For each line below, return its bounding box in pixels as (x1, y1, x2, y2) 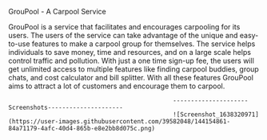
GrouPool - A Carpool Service (8, 7, 106, 16)
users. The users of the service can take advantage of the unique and (8, 31, 238, 40)
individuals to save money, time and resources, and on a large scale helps (8, 48, 252, 56)
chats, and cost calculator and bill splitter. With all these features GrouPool (8, 73, 254, 82)
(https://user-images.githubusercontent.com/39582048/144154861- (8, 118, 230, 126)
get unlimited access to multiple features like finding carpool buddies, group (8, 64, 260, 74)
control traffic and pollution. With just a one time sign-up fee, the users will (8, 56, 254, 65)
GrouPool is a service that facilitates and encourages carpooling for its (8, 22, 241, 31)
